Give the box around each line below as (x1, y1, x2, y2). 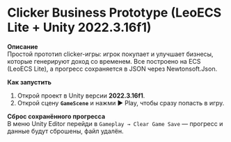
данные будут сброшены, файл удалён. (7, 127, 124, 135)
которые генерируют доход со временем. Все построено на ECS (7, 57, 201, 65)
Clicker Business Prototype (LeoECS (7, 5, 222, 21)
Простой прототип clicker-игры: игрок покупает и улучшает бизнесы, (7, 50, 214, 58)
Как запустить (7, 78, 52, 86)
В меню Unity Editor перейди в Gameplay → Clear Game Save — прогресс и (7, 119, 223, 127)
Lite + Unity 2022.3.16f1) (7, 19, 152, 35)
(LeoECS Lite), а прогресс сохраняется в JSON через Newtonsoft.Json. (7, 64, 218, 73)
